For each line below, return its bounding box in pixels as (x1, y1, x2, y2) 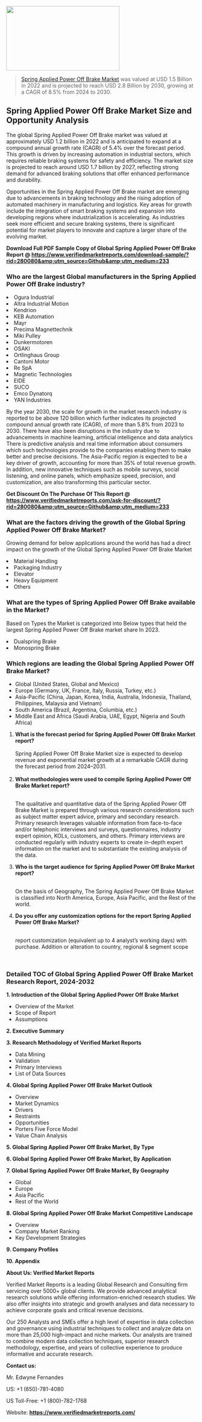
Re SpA (14, 364, 32, 371)
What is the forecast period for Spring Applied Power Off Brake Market (14, 731, 196, 738)
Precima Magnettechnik (14, 326, 73, 333)
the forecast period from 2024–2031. (14, 763, 107, 770)
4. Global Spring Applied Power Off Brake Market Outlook (6, 1081, 153, 1089)
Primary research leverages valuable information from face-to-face (14, 819, 182, 827)
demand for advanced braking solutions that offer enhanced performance (6, 170, 190, 177)
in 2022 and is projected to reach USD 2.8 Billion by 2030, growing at (21, 82, 194, 89)
